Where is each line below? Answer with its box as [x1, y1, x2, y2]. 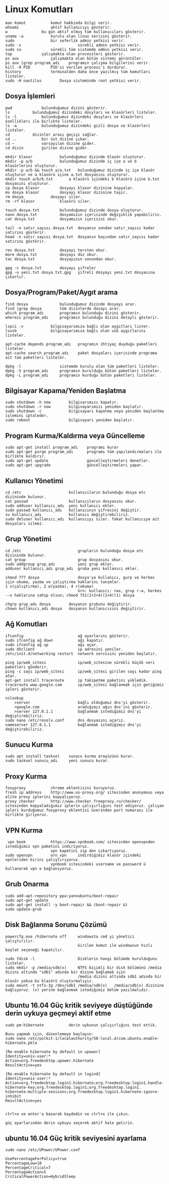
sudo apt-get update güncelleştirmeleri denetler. [5, 458, 151, 463]
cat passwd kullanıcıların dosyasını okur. [5, 499, 137, 504]
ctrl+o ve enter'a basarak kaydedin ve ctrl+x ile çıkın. [5, 1111, 130, 1116]
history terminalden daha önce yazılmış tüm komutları [5, 69, 151, 74]
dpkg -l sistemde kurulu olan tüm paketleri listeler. [5, 364, 159, 369]
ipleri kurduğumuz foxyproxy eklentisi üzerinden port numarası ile [5, 808, 153, 813]
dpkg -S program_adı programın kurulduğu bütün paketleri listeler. [5, 368, 162, 373]
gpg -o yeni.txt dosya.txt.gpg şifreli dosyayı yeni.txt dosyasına [5, 270, 155, 275]
